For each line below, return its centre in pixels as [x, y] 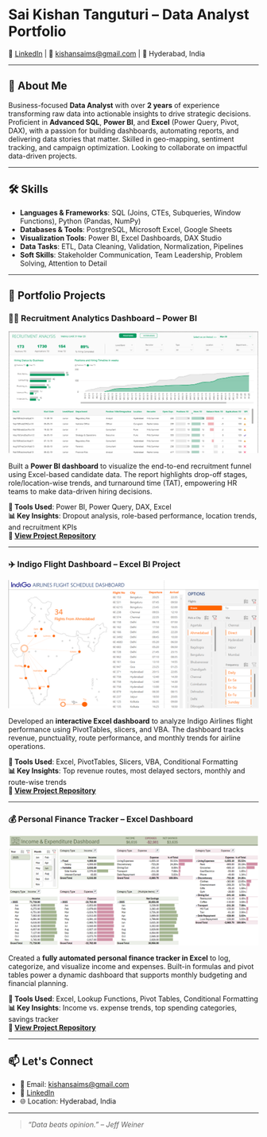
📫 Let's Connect [51, 1061]
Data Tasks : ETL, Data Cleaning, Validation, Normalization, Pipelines [132, 246]
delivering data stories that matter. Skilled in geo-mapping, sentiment [121, 139]
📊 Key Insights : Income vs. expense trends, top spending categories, [122, 1008]
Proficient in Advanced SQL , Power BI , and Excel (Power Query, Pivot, [124, 122]
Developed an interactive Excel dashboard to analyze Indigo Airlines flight [130, 721]
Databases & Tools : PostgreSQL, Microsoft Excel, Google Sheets [126, 229]
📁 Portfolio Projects [57, 295]
